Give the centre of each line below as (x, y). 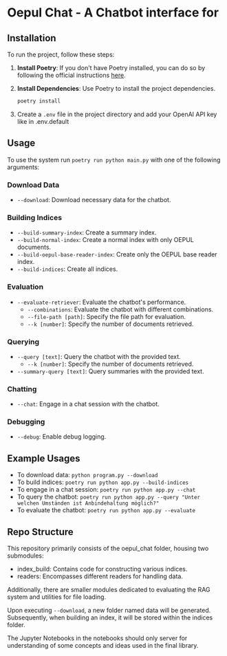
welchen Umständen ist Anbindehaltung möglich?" (88, 503)
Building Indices (35, 217)
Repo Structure (40, 532)
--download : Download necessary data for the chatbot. (94, 199)
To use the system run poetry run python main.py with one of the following (114, 160)
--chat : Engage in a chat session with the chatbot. (88, 404)
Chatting (22, 389)
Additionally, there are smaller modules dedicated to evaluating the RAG (109, 590)
